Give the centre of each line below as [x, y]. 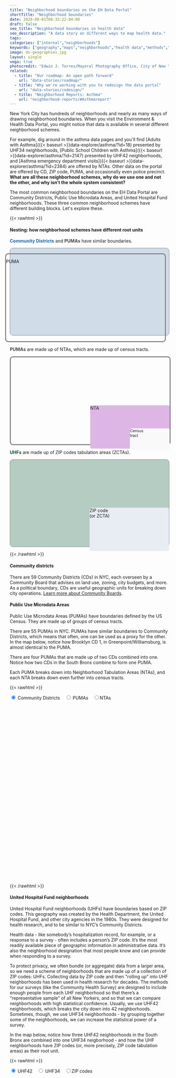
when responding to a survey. [41, 956]
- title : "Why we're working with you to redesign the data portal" [88, 85]
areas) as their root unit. [35, 1051]
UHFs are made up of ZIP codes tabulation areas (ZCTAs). [70, 453]
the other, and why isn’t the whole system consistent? [68, 183]
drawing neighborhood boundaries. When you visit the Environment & [82, 119]
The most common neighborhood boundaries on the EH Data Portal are [84, 192]
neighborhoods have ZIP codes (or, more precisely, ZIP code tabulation [84, 1046]
